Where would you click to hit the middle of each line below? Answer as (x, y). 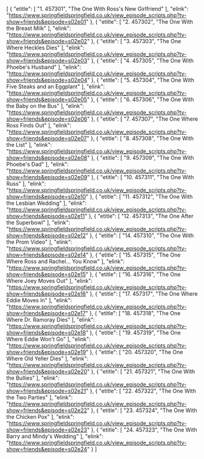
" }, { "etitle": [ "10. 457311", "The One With (141, 177)
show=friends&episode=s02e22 (47, 410)
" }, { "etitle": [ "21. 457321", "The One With (141, 372)
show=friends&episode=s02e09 (47, 177)
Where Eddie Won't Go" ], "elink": (48, 339)
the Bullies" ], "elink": (33, 378)
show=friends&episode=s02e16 (46, 294)
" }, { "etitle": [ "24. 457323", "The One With (142, 430)
